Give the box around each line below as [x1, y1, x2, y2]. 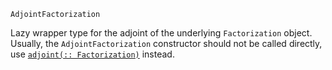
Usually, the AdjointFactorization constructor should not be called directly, [10, 38, 323, 49]
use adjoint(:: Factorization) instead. [10, 48, 175, 60]
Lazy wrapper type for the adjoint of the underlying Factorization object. [10, 27, 313, 39]
